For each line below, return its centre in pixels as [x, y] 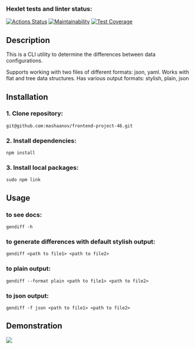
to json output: [27, 295]
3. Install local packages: [42, 168]
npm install [21, 153]
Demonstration [34, 326]
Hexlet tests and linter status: [49, 9]
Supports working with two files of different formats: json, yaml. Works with [98, 72]
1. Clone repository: [35, 114]
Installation [27, 97]
